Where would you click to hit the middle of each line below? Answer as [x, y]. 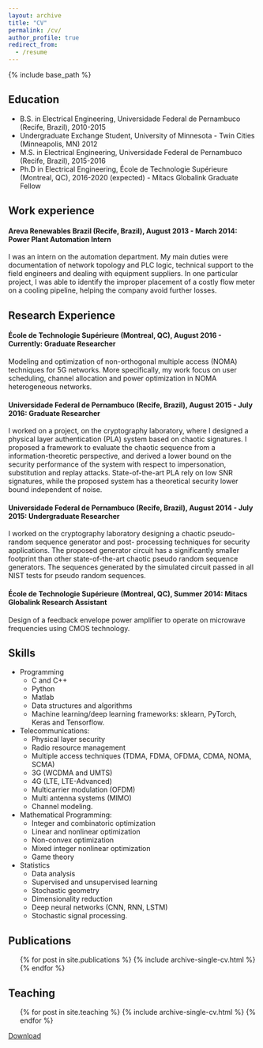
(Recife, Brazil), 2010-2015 [63, 127]
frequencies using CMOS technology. [69, 628]
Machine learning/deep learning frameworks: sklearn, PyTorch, [134, 714]
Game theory [53, 857]
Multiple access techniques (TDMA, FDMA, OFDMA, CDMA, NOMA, [141, 756]
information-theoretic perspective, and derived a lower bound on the [120, 456]
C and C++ [49, 680]
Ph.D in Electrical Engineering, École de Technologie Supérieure [124, 169]
